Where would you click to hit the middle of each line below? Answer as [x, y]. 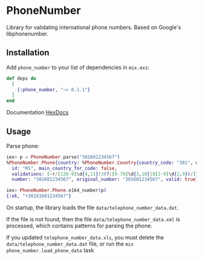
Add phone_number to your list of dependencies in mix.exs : [78, 67]
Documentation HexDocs [37, 112]
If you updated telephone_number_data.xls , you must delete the [85, 238]
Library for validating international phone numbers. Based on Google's [94, 27]
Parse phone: [23, 146]
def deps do [21, 78]
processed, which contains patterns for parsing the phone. [79, 226]
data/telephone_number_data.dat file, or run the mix [70, 244]
